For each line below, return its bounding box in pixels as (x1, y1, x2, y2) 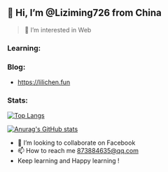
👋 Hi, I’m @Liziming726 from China (7, 7, 162, 19)
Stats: (7, 95, 28, 105)
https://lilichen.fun (17, 78, 71, 86)
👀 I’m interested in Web (24, 25, 92, 34)
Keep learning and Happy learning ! (17, 157, 120, 165)
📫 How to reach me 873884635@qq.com (17, 147, 139, 155)
